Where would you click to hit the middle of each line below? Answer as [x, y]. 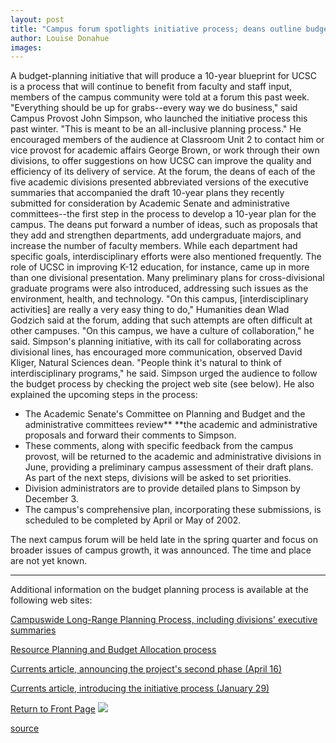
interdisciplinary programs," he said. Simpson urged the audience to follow [164, 373]
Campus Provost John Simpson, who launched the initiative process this [159, 118]
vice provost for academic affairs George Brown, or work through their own [165, 150]
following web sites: [51, 600]
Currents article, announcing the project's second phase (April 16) [146, 669]
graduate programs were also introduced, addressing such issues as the [159, 288]
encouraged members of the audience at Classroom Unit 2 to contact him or [167, 140]
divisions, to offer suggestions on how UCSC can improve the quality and [161, 161]
